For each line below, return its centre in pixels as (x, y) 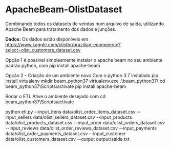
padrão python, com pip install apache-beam (53, 65)
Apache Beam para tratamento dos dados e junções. (61, 29)
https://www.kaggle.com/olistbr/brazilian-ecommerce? (63, 44)
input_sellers (19, 117)
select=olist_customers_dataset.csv (43, 50)
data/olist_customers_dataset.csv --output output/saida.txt (67, 139)
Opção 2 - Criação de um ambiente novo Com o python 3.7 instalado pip (82, 75)
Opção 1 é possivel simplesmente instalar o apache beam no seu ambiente (84, 60)
